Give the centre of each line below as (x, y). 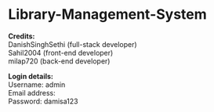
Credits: (22, 36)
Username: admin (37, 85)
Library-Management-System (108, 14)
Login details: (31, 76)
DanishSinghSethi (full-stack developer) (73, 44)
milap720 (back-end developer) (59, 61)
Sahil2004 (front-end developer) (61, 52)
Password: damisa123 (43, 101)
